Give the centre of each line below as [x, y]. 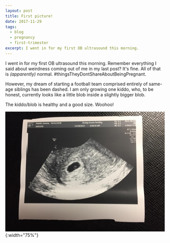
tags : [11, 27]
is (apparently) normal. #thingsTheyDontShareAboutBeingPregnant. [76, 74]
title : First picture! [29, 16]
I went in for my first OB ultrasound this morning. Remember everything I [81, 63]
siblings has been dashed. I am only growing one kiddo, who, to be [84, 89]
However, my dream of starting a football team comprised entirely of [76, 84]
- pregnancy [23, 38]
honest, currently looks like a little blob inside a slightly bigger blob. [75, 94]
